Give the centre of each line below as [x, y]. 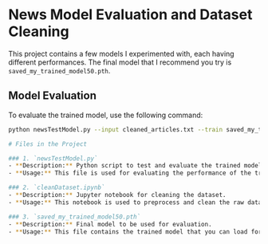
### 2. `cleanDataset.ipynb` [57, 188]
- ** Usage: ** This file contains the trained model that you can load [128, 232]
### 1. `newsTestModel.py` [53, 158]
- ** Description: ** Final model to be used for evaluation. [110, 224]
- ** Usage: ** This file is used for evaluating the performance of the [130, 173]
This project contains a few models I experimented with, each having [121, 53]
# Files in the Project [48, 144]
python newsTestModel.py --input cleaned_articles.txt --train [116, 129]
